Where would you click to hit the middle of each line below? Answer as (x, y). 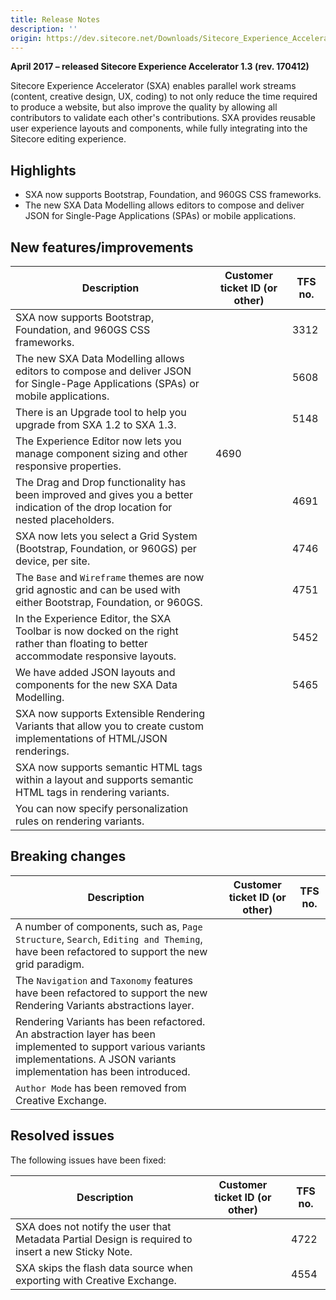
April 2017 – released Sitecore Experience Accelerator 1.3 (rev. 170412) (160, 67)
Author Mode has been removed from (101, 1088)
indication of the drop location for (94, 507)
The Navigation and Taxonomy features (104, 980)
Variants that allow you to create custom (109, 726)
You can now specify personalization (102, 808)
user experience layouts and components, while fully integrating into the (159, 128)
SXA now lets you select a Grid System (106, 536)
